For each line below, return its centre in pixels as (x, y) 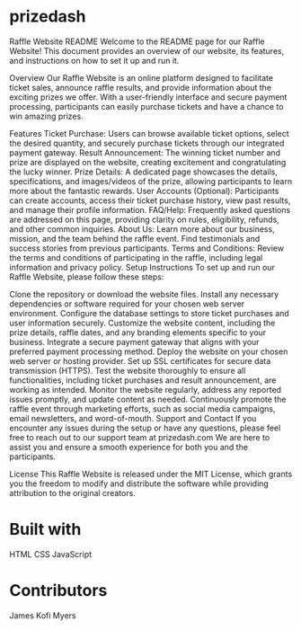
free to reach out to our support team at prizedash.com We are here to (140, 437)
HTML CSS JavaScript (51, 554)
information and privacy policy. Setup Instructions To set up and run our (142, 267)
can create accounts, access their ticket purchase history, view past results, (150, 200)
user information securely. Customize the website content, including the (142, 323)
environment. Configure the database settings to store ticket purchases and (149, 313)
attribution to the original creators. (73, 492)
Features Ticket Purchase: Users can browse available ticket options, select (149, 133)
